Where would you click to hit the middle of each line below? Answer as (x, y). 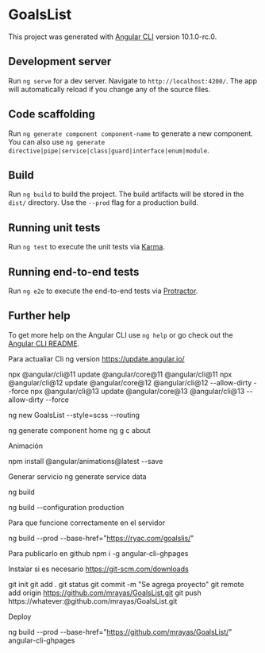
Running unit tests (54, 228)
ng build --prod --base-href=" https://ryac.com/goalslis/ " (101, 538)
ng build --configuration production (66, 507)
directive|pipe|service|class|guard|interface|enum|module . (109, 150)
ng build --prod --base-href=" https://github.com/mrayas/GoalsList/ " (120, 632)
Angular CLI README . (44, 343)
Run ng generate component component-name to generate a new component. (131, 133)
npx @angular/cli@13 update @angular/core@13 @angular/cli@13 (138, 391)
